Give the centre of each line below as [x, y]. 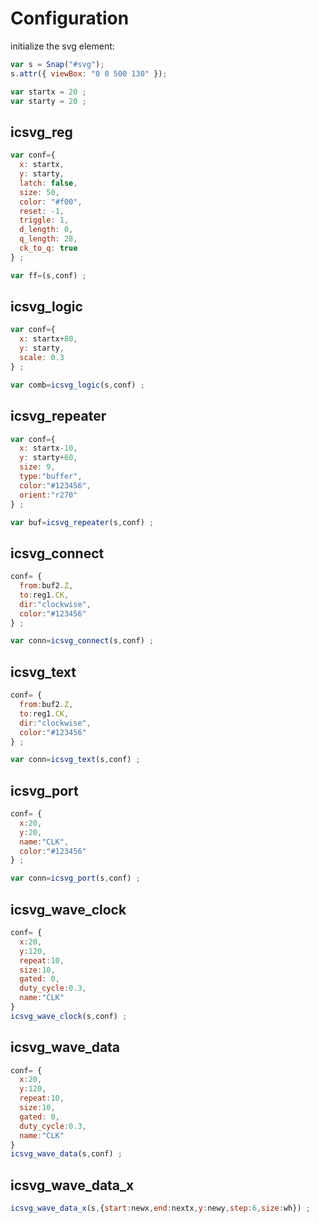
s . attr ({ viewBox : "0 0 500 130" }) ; [89, 73]
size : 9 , [37, 467]
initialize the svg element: [62, 46]
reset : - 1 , [42, 211]
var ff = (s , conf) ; [48, 275]
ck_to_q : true [48, 248]
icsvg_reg [41, 132]
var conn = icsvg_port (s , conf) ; [75, 878]
